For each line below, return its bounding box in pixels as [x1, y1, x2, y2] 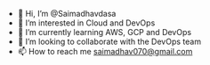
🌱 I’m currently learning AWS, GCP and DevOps [17, 27, 192, 37]
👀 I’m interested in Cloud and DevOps [17, 18, 156, 28]
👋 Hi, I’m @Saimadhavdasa [17, 9, 117, 18]
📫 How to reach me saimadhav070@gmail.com [17, 47, 193, 56]
